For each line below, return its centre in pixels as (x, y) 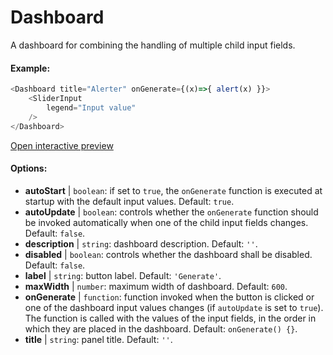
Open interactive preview (62, 145)
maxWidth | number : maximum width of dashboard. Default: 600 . (156, 286)
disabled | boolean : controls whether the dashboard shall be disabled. (168, 254)
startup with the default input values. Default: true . (129, 201)
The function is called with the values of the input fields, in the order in (170, 318)
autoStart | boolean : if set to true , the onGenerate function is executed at (173, 190)
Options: (29, 168)
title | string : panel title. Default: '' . (98, 339)
